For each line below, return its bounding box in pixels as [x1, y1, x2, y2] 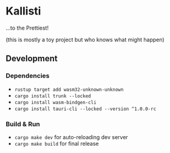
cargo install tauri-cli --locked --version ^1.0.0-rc [14, 106, 157, 112]
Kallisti [5, 4, 41, 18]
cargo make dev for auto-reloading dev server [14, 133, 128, 140]
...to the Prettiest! [5, 24, 49, 31]
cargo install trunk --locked [14, 93, 92, 99]
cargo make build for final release [14, 140, 99, 147]
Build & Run [5, 120, 41, 128]
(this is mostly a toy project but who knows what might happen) [5, 36, 165, 43]
